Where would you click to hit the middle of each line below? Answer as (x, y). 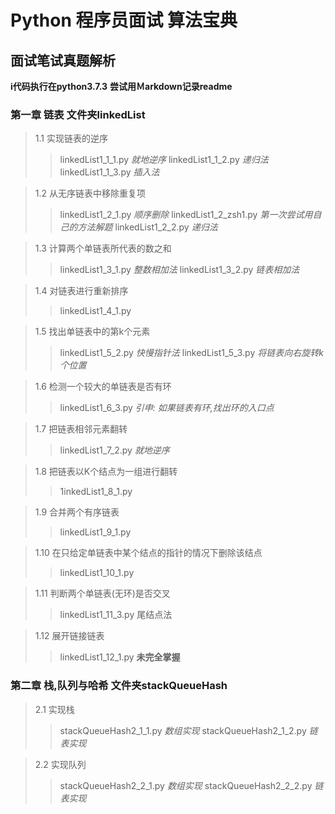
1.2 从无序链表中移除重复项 (90, 193)
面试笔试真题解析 (63, 60)
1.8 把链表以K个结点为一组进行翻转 (106, 472)
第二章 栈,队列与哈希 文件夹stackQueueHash (119, 686)
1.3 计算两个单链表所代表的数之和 (103, 248)
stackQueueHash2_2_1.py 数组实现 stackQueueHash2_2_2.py (186, 785)
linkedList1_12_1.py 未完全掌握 (120, 657)
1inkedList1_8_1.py (96, 492)
